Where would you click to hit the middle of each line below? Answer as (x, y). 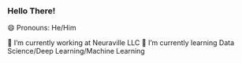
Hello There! (32, 11)
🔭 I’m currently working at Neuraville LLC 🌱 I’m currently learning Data (121, 43)
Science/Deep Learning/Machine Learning (76, 51)
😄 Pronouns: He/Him (42, 28)
